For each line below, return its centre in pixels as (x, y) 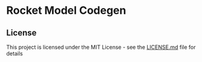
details (15, 54)
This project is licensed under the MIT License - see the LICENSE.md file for (101, 47)
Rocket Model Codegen (66, 11)
